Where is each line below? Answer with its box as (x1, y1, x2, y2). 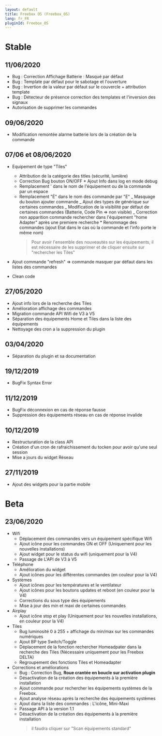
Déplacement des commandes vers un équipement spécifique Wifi (19, 536, 152, 541)
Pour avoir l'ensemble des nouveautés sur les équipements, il (31, 239, 154, 245)
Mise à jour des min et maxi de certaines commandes (19, 603, 126, 608)
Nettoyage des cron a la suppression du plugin (12, 326, 105, 332)
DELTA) (19, 654, 34, 660)
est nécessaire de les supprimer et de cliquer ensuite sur (31, 244, 145, 250)
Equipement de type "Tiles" (12, 164, 67, 169)
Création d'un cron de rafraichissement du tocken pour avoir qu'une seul (12, 444, 158, 450)
